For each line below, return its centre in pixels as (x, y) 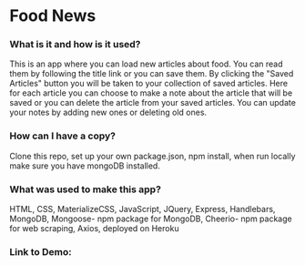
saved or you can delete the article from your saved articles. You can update (152, 103)
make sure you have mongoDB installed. (85, 166)
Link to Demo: (41, 252)
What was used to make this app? (86, 189)
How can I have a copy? (63, 136)
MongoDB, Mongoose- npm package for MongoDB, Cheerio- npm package (151, 219)
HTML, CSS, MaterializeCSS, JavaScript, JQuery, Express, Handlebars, (142, 209)
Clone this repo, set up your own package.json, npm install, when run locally (152, 156)
